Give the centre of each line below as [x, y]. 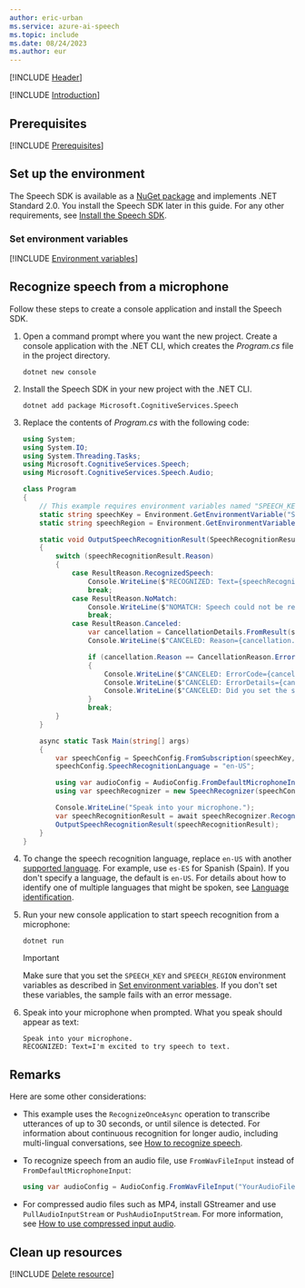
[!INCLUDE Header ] [46, 77]
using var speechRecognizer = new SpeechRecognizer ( [157, 791]
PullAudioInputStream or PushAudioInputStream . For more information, [152, 1214]
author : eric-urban [46, 18]
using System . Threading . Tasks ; [82, 456]
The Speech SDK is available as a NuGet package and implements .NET [143, 195]
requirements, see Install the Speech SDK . [89, 215]
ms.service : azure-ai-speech [64, 26]
